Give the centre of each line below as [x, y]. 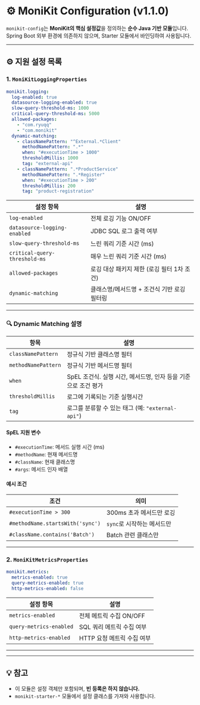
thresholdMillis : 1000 [50, 158]
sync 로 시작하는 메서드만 [139, 524]
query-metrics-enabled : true [48, 583]
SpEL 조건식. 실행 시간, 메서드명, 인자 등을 [123, 377]
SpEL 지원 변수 [24, 433]
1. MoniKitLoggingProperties [47, 79]
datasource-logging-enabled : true [54, 103]
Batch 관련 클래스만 [132, 535]
